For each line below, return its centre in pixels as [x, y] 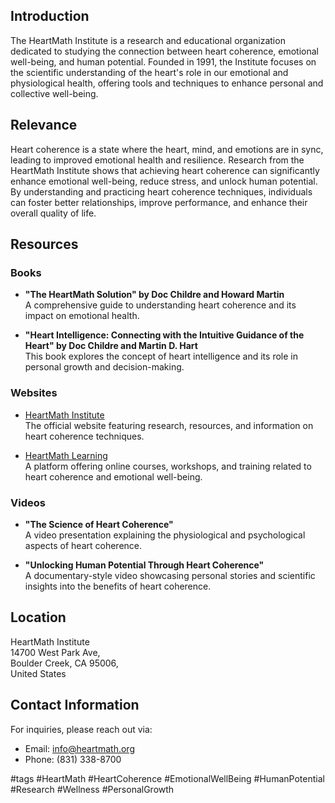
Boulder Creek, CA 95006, [64, 663]
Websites [34, 393]
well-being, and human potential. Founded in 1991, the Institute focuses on [163, 61]
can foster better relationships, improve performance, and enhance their [159, 202]
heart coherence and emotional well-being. [113, 476]
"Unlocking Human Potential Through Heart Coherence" [144, 565]
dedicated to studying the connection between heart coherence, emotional [165, 51]
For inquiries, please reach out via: [81, 729]
